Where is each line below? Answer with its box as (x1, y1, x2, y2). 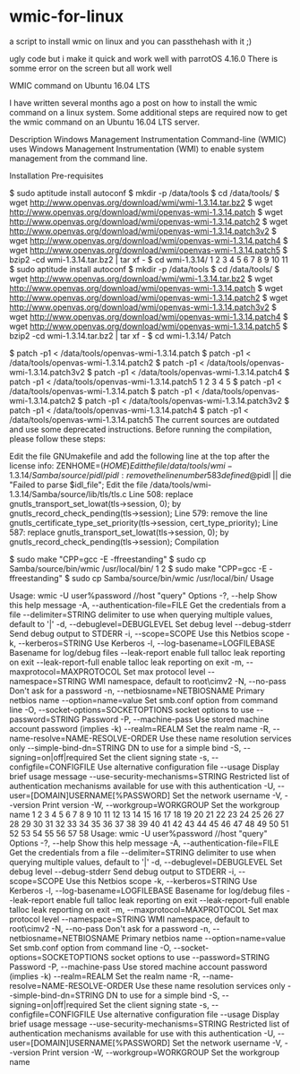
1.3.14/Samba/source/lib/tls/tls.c (9, 488, 127, 499)
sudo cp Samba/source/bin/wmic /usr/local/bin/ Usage (71, 572, 275, 583)
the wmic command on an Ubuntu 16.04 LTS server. (9, 116, 200, 127)
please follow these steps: (9, 433, 106, 444)
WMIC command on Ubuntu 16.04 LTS (9, 80, 150, 90)
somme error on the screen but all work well (9, 63, 173, 73)
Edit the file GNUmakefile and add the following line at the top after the (9, 451, 270, 461)
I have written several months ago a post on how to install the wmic (9, 97, 258, 108)
